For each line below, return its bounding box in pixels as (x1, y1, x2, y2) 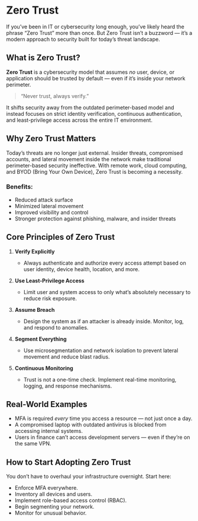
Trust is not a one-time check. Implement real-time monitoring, (23, 376, 177, 383)
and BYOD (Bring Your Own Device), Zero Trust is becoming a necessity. (6, 168, 183, 175)
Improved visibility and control (14, 209, 89, 216)
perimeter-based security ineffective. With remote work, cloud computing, (6, 162, 187, 169)
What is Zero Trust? (6, 53, 81, 63)
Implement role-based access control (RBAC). (14, 497, 127, 504)
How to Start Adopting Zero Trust (6, 457, 131, 467)
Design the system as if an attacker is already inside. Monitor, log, (23, 317, 184, 325)
